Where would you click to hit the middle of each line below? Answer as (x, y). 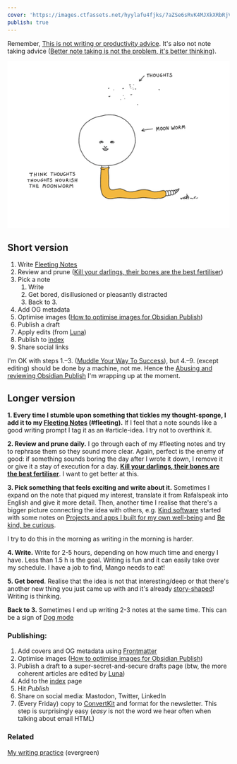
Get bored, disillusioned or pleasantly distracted (98, 295)
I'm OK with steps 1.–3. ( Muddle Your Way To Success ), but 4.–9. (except (113, 361)
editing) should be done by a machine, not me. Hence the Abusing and (110, 368)
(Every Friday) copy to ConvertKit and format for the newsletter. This (117, 704)
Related (21, 737)
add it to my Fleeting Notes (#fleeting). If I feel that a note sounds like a (112, 423)
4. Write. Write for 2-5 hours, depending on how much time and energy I (113, 553)
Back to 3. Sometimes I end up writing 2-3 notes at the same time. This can (117, 610)
